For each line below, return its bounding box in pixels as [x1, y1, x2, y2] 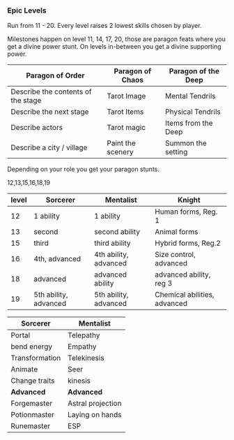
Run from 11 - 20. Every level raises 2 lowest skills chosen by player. [7, 22, 202, 30]
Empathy [67, 342, 97, 351]
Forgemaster [10, 399, 53, 409]
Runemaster [10, 421, 51, 431]
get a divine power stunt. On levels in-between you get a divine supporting [7, 43, 221, 51]
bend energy [10, 342, 53, 351]
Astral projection [67, 399, 122, 409]
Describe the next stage [10, 107, 89, 117]
